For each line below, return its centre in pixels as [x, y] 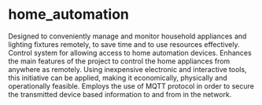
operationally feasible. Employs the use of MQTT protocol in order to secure [131, 86]
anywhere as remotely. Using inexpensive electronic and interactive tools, [127, 69]
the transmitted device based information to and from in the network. [120, 94]
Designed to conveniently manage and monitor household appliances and [127, 36]
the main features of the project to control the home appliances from [119, 61]
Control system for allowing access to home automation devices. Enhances [130, 52]
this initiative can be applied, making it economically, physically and [118, 78]
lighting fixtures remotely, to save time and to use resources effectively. [124, 44]
